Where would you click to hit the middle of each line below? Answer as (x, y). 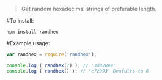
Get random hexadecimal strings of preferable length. (89, 9)
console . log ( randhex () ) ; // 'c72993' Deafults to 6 (78, 71)
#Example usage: (28, 43)
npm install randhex (33, 32)
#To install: (20, 20)
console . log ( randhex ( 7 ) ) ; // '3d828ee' (61, 65)
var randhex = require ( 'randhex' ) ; (52, 54)
